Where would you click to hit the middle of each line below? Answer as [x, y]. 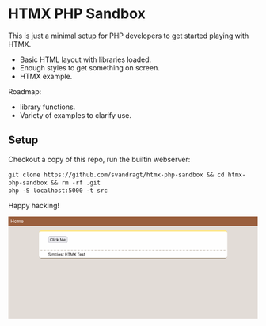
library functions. [47, 107]
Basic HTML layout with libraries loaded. [85, 59]
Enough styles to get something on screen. [89, 67]
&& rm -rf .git [76, 183]
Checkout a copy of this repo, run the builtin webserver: [99, 159]
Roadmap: [25, 91]
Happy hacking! [34, 205]
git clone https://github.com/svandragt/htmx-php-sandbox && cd [116, 175]
